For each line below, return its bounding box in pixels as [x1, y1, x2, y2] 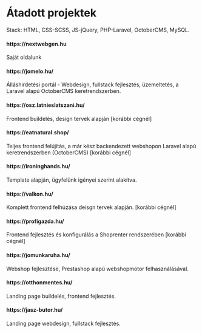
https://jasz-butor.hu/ [6, 306, 63, 314]
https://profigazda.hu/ [6, 218, 65, 225]
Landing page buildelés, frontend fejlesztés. [6, 292, 116, 300]
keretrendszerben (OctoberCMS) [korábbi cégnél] [6, 149, 132, 156]
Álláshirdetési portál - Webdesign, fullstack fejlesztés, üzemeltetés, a [6, 81, 179, 88]
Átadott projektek [6, 6, 97, 20]
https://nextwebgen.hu [6, 40, 67, 47]
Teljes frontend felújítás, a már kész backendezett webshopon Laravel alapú [6, 142, 197, 149]
